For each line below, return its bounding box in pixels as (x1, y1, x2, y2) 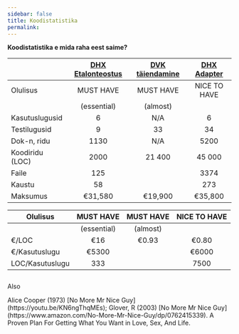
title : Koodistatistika (7, 17, 78, 24)
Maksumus (11, 192, 48, 202)
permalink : (7, 24, 40, 31)
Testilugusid (11, 125, 52, 135)
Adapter (195, 69, 223, 79)
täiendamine (136, 69, 180, 79)
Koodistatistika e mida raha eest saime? (7, 43, 128, 52)
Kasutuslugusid (11, 113, 63, 123)
